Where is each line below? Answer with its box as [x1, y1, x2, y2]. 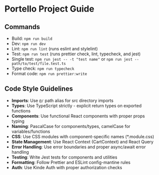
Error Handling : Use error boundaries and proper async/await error [11, 144, 146, 150]
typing [11, 118, 25, 124]
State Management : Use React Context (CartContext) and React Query [11, 139, 154, 144]
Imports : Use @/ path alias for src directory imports [11, 97, 114, 103]
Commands [4, 23, 41, 31]
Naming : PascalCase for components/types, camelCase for [11, 123, 131, 129]
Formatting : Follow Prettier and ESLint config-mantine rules [11, 159, 131, 165]
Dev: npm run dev [11, 41, 46, 47]
